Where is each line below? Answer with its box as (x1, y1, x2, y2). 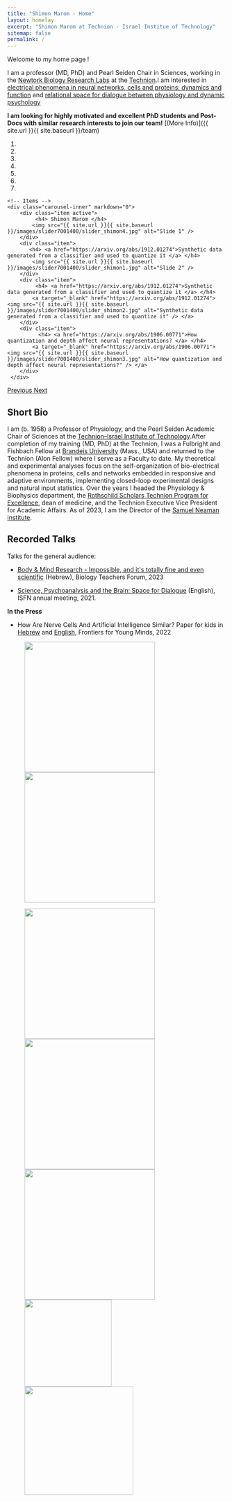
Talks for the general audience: (7, 552, 96, 560)
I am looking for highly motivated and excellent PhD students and (7, 112, 199, 120)
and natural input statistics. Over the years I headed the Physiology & (7, 484, 205, 492)
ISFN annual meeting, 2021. (17, 594, 97, 602)
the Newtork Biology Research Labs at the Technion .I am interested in (7, 76, 207, 84)
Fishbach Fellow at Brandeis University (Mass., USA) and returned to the (7, 446, 215, 455)
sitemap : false (7, 29, 51, 37)
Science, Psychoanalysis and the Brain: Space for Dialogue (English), (17, 586, 215, 594)
